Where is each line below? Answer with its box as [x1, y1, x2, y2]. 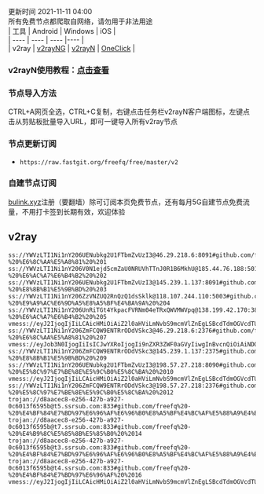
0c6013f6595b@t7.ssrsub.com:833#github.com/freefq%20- [8, 423, 192, 430]
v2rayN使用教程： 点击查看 [8, 64, 110, 75]
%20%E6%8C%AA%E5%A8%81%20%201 [8, 258, 108, 265]
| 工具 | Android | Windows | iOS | [8, 27, 116, 35]
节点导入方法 [8, 87, 57, 98]
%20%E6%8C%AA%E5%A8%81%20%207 [8, 333, 108, 342]
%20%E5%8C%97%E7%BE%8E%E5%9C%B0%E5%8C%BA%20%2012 [8, 388, 174, 397]
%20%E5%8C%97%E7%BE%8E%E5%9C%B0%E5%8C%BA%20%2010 [8, 368, 174, 375]
